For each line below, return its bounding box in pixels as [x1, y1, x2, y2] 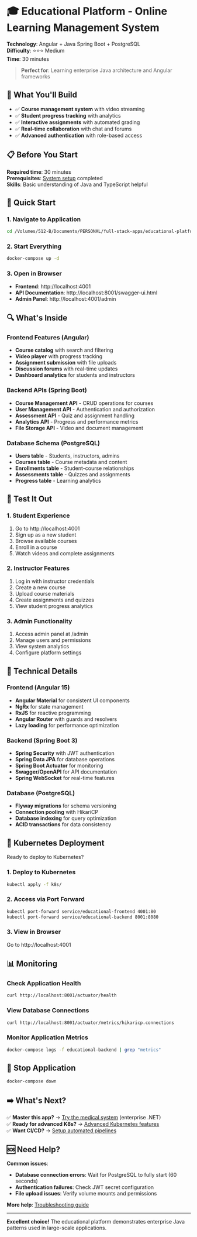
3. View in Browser [6, 928, 61, 936]
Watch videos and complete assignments [15, 549, 115, 556]
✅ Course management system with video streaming [15, 105, 145, 112]
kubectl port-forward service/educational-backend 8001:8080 [6, 914, 159, 920]
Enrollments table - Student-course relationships [15, 465, 134, 472]
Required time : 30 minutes [6, 168, 72, 176]
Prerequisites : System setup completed [6, 174, 103, 181]
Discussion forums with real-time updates [15, 365, 118, 372]
